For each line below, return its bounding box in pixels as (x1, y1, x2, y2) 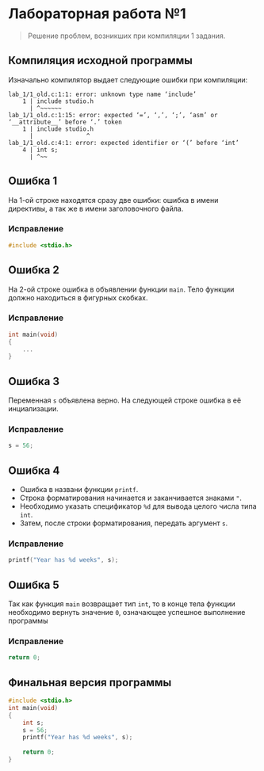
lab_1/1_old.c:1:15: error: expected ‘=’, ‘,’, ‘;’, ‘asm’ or (8, 111, 218, 119)
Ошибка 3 (8, 374, 60, 388)
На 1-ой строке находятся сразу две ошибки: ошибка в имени (8, 195, 219, 204)
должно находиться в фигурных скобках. (8, 292, 148, 302)
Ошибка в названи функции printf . (19, 485, 139, 494)
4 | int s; (22, 146, 59, 154)
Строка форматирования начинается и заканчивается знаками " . (19, 493, 242, 503)
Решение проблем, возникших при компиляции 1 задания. (27, 31, 226, 40)
